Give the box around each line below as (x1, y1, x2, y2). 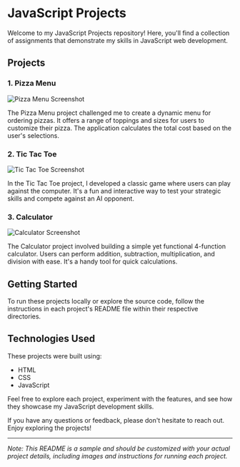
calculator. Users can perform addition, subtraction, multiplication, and (7, 250, 216, 258)
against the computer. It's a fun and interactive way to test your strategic (7, 186, 221, 195)
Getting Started (7, 278, 78, 290)
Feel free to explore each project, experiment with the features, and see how (7, 394, 233, 403)
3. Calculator (7, 212, 54, 222)
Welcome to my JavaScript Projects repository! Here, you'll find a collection (7, 29, 230, 37)
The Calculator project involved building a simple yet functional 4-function (7, 242, 226, 251)
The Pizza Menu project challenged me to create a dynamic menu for (7, 109, 211, 117)
